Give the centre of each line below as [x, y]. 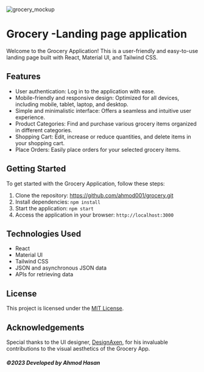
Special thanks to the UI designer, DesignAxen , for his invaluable [87, 342]
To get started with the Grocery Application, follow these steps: [86, 184]
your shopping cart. [40, 143]
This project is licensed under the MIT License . [65, 309]
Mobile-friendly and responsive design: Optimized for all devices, [97, 98]
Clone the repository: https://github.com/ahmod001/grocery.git [94, 195]
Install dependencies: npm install [58, 202]
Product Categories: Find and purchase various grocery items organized [106, 123]
